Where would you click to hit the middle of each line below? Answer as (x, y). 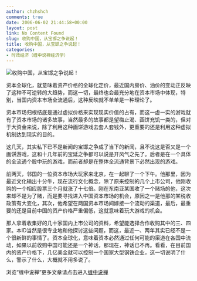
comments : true (25, 17)
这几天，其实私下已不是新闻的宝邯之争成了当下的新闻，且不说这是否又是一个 (98, 147)
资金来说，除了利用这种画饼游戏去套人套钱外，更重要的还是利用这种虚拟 (103, 127)
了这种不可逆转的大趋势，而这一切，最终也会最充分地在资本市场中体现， (93, 92)
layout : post (22, 28)
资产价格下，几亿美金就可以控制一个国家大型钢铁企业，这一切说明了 (98, 252)
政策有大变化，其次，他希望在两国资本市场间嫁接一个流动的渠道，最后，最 (96, 203)
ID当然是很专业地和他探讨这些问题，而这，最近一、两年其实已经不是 (103, 230)
